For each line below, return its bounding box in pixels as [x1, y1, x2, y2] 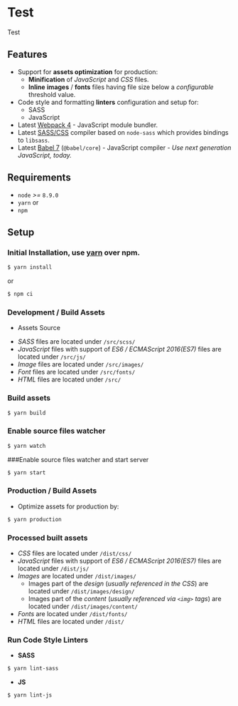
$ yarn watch [7, 442, 46, 449]
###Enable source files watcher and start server [7, 455, 149, 464]
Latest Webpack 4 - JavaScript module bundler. [17, 121, 158, 129]
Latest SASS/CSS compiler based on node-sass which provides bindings [17, 128, 229, 136]
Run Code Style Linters [7, 635, 89, 645]
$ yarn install [7, 264, 53, 271]
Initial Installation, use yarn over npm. [7, 247, 141, 257]
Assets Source [17, 324, 61, 332]
